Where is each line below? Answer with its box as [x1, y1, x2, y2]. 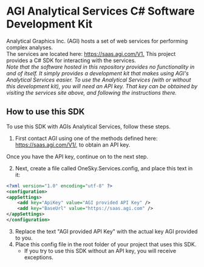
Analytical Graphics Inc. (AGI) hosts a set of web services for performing [6, 37, 188, 44]
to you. [15, 234, 33, 241]
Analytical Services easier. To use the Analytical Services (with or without [6, 76, 191, 83]
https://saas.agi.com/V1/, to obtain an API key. [15, 141, 131, 148]
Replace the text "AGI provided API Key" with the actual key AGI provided [15, 227, 198, 235]
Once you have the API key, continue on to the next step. [6, 153, 149, 160]
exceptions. [24, 254, 53, 261]
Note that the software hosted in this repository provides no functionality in [6, 63, 195, 71]
